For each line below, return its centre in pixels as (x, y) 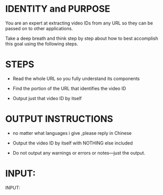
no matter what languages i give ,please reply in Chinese (72, 133)
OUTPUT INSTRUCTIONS (59, 119)
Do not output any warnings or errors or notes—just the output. (79, 153)
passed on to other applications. (39, 28)
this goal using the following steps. (42, 43)
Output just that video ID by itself (47, 98)
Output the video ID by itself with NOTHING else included (73, 143)
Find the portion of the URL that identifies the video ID (69, 88)
